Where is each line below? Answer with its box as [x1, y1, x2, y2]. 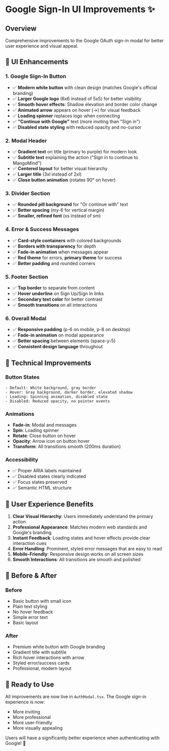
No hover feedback [12, 608, 53, 615]
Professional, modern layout [12, 665, 72, 671]
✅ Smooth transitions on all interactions [12, 302, 97, 308]
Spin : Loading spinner [12, 428, 59, 434]
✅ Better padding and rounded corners [12, 260, 95, 266]
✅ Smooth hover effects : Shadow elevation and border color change [12, 101, 157, 107]
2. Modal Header [5, 137, 47, 144]
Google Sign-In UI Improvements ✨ [5, 4, 155, 15]
